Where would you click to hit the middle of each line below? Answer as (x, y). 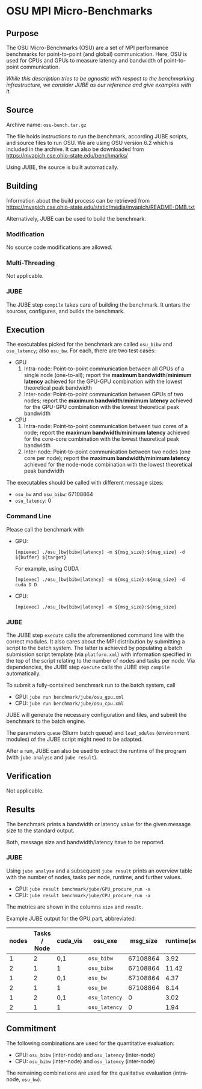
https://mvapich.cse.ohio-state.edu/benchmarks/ (67, 155)
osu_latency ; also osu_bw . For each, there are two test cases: (81, 351)
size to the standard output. (41, 830)
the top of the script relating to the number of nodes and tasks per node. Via (101, 660)
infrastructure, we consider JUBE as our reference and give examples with (99, 85)
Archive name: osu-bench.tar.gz (47, 124)
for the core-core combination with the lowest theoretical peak (101, 439)
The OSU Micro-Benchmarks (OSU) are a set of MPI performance (87, 48)
